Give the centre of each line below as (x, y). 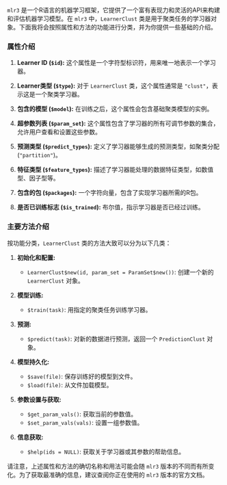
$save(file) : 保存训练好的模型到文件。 (82, 376)
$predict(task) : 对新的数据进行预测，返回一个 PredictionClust (116, 339)
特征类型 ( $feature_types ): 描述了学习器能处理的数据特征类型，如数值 (115, 170)
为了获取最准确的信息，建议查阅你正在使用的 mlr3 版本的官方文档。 (113, 475)
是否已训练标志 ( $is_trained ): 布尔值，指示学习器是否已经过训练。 (111, 207)
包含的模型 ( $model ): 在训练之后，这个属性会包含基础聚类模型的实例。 (115, 109)
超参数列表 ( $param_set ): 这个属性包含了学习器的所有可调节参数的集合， (118, 123)
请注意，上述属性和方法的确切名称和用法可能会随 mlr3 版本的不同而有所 (108, 466)
